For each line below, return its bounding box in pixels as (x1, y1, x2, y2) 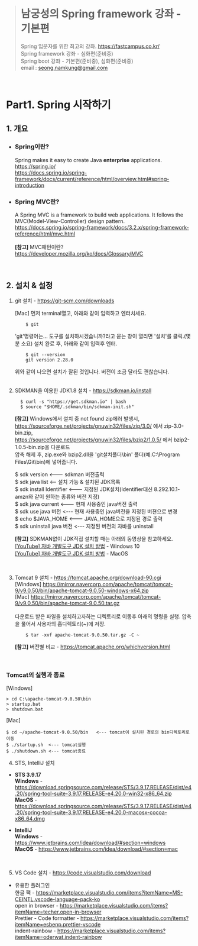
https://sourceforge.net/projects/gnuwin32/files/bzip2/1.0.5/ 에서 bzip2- (14, 436, 190, 443)
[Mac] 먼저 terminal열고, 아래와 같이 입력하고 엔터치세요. (14, 309, 147, 317)
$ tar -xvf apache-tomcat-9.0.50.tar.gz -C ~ (25, 632, 140, 638)
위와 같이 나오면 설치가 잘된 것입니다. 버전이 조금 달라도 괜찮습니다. (14, 368, 170, 375)
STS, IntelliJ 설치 (14, 760, 55, 767)
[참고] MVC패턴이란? (14, 244, 64, 251)
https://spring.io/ (14, 163, 56, 170)
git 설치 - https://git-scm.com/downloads (14, 297, 115, 304)
